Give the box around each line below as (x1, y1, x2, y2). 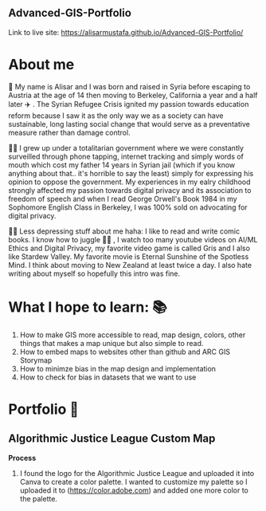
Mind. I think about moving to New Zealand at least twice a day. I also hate (8, 260, 252, 269)
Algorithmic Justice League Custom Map (8, 432, 216, 446)
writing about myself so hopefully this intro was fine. (8, 269, 181, 278)
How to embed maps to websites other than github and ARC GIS (19, 347, 231, 356)
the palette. (19, 493, 58, 503)
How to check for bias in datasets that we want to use (19, 372, 197, 382)
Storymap (19, 355, 53, 365)
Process (8, 453, 37, 462)
